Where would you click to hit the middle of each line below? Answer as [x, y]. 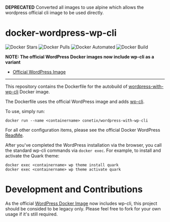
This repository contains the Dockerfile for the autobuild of [66, 86]
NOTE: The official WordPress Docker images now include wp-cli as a [80, 57]
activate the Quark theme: [32, 155]
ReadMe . [15, 135]
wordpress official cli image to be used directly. [55, 13]
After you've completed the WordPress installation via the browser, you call [83, 145]
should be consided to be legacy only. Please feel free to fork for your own [83, 208]
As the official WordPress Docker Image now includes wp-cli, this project [81, 203]
